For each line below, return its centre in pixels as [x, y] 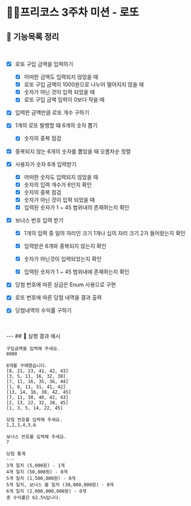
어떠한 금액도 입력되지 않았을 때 [61, 77]
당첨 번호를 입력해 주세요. [34, 420]
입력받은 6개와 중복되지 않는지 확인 [65, 246]
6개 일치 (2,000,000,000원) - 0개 [46, 491]
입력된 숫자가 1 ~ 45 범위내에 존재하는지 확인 [77, 272]
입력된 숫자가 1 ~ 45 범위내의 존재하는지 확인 [77, 207]
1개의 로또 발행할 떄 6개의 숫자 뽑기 [56, 125]
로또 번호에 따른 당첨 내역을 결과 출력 [58, 298]
